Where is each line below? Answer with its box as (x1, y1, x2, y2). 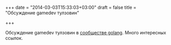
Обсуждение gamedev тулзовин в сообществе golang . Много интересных (5, 30, 166, 35)
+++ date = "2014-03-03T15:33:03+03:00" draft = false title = (5, 5, 137, 10)
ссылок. (5, 35, 23, 41)
